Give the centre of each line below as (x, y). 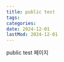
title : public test (31, 12)
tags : (13, 18)
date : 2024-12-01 (28, 29)
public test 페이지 (27, 53)
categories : (21, 23)
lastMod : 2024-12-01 (32, 35)
